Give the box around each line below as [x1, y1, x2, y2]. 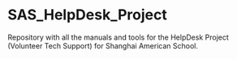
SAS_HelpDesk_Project [7, 6, 167, 24]
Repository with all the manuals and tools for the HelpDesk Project [7, 32, 229, 42]
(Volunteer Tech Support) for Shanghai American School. [7, 40, 198, 50]
